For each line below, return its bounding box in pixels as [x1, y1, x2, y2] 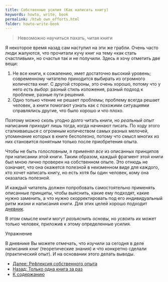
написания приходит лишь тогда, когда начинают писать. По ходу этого [5, 123, 160, 129]
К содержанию [12, 271, 45, 277]
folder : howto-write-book [5, 21, 59, 27]
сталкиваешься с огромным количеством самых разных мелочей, [5, 128, 149, 134]
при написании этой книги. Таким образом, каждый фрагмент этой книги [5, 154, 163, 160]
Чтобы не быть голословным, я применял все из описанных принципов [5, 148, 159, 154]
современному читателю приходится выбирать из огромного [12, 76, 145, 82]
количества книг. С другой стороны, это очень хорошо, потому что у [12, 81, 161, 87]
